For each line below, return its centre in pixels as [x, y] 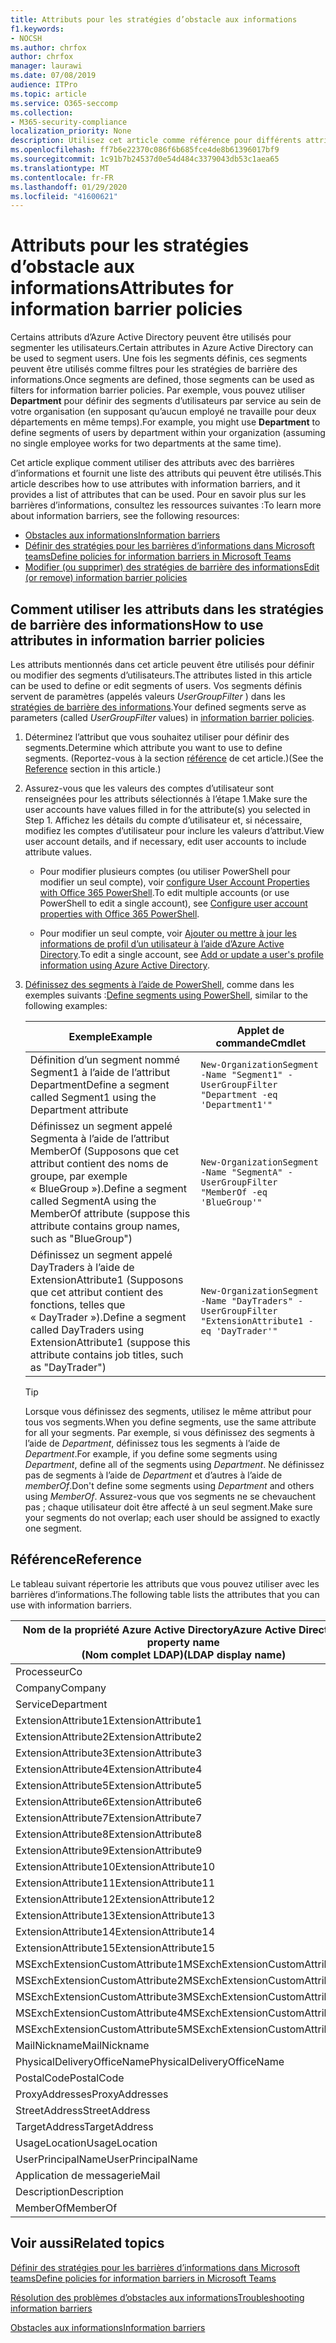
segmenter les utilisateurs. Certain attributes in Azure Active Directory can [162, 348]
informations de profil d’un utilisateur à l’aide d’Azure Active [162, 944]
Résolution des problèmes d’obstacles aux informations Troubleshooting [157, 2297]
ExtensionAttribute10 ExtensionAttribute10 [115, 1866]
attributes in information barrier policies [137, 640]
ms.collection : [42, 112]
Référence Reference [76, 1559]
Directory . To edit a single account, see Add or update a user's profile [182, 954]
